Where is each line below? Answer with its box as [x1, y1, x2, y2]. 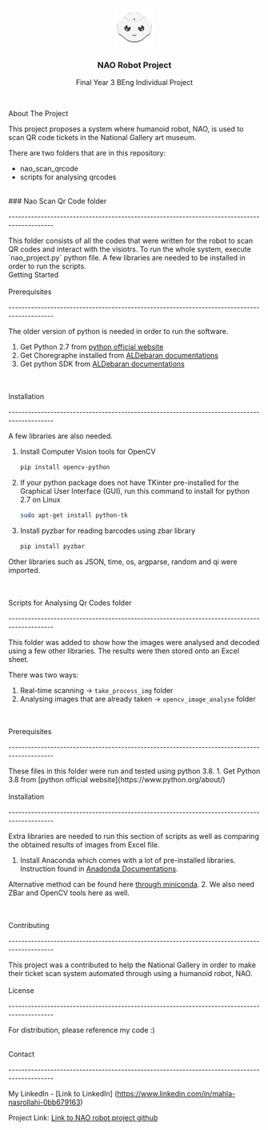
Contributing [8, 920, 50, 930]
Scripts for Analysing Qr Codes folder [8, 598, 132, 607]
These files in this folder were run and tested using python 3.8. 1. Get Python [8, 766, 261, 776]
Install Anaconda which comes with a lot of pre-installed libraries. [19, 855, 236, 865]
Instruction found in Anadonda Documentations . [19, 864, 178, 874]
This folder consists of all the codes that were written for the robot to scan [8, 236, 254, 246]
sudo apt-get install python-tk [19, 511, 128, 519]
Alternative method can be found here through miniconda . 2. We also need [8, 879, 254, 889]
